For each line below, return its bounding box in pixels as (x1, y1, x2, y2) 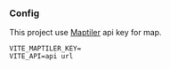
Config (9, 7, 40, 19)
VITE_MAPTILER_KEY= (9, 44, 82, 53)
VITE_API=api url (9, 52, 74, 61)
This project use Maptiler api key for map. (9, 27, 162, 38)
